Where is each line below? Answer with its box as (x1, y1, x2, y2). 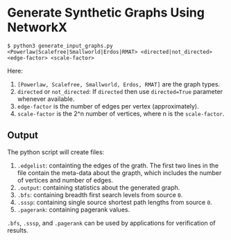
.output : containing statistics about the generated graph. (17, 183, 180, 192)
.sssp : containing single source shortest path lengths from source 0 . (17, 198, 213, 206)
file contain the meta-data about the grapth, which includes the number (17, 168, 222, 177)
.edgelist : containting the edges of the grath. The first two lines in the (17, 161, 219, 169)
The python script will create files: (7, 147, 105, 156)
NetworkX (7, 19, 68, 35)
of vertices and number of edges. (17, 176, 113, 184)
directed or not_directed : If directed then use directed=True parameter (17, 87, 223, 95)
